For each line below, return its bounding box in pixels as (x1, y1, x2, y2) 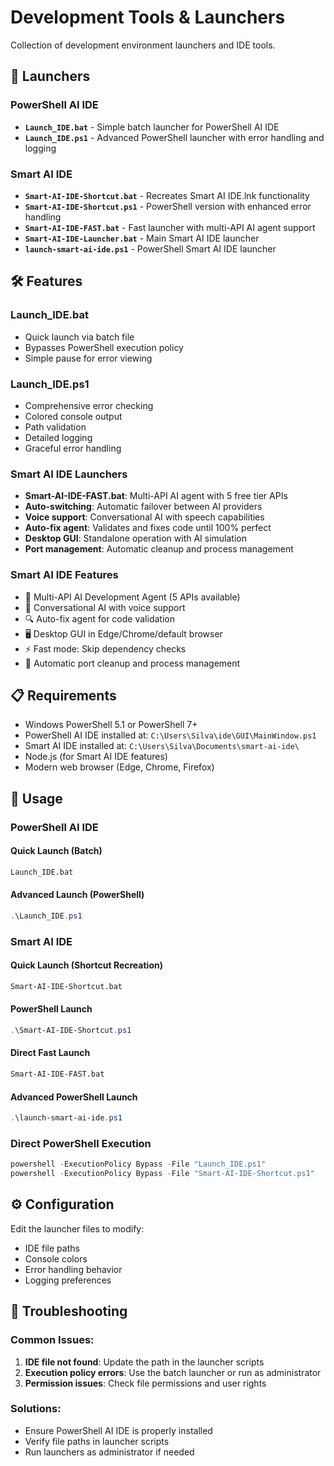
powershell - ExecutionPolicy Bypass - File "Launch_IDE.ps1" (10, 1159, 267, 1170)
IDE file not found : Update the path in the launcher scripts (24, 1356, 265, 1368)
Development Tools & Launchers (10, 6, 286, 29)
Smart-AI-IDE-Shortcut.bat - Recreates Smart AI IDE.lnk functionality (24, 189, 310, 201)
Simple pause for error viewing (24, 352, 153, 364)
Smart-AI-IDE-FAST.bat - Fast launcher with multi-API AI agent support (24, 221, 316, 233)
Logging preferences (24, 1274, 112, 1286)
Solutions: (10, 1402, 62, 1416)
